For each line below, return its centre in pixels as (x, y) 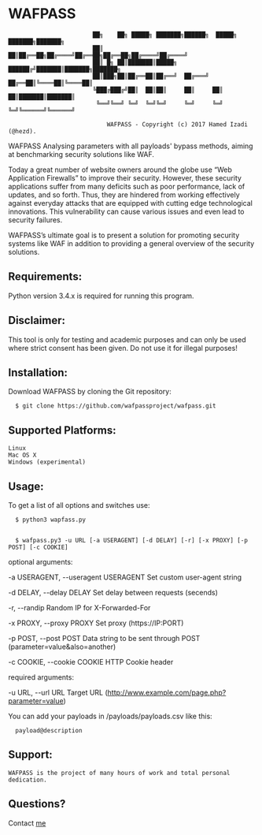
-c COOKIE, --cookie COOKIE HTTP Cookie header (91, 662)
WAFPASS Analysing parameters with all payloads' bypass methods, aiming (131, 146)
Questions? (37, 804)
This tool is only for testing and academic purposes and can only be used (127, 339)
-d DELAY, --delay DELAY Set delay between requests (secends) (113, 593)
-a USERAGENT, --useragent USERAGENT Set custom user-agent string (125, 577)
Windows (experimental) (47, 462)
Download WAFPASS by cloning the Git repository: (90, 392)
